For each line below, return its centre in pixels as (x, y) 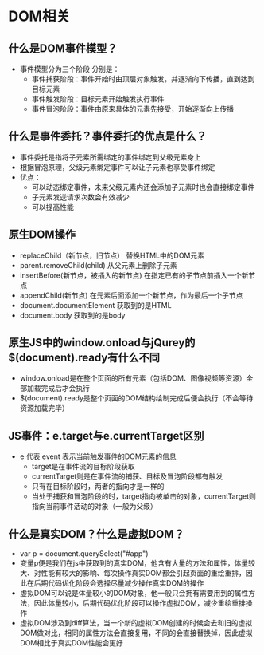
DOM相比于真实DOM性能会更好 (71, 643)
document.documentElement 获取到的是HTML (96, 305)
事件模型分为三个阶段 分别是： (70, 69)
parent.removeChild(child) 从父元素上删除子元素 (98, 265)
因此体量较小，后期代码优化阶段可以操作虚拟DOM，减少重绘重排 (140, 603)
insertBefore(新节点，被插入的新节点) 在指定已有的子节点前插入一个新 (134, 275)
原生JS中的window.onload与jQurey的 (102, 343)
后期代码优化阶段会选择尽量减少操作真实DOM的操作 (119, 583)
